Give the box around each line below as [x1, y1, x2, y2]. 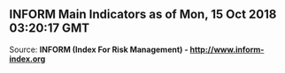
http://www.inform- [189, 44, 265, 55]
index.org [9, 53, 46, 64]
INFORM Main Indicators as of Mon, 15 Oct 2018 [9, 7, 277, 22]
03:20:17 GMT [9, 21, 90, 36]
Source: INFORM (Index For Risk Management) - [9, 44, 189, 55]
